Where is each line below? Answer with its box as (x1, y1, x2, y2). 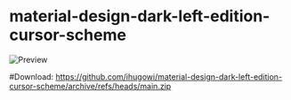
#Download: (9, 71, 54, 81)
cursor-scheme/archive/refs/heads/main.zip (9, 81, 172, 91)
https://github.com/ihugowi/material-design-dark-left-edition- (55, 71, 283, 81)
